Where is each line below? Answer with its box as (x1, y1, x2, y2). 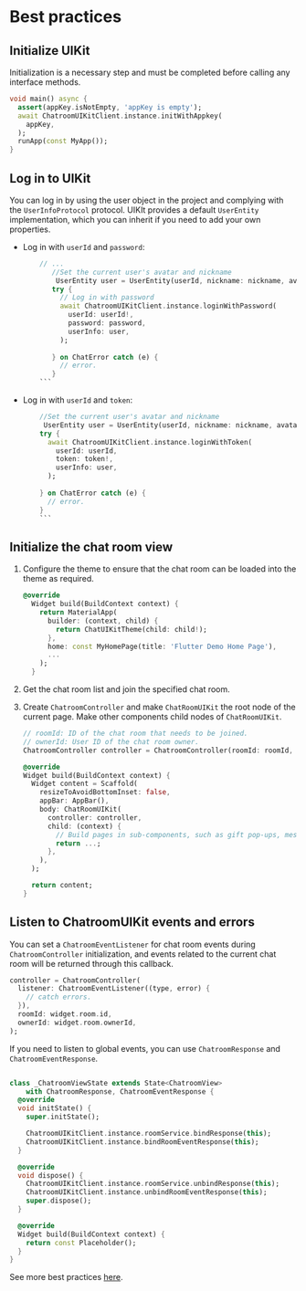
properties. (9, 224, 51, 235)
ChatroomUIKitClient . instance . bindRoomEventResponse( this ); (26, 1137, 259, 1147)
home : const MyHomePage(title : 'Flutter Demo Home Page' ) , (47, 642, 277, 651)
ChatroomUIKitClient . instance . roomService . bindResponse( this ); (26, 1129, 272, 1139)
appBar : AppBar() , (39, 796, 110, 805)
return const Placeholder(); (26, 1238, 137, 1247)
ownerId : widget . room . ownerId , (17, 1018, 137, 1027)
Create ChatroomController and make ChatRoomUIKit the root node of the (22, 701, 297, 712)
